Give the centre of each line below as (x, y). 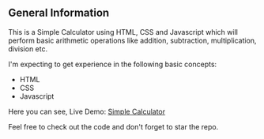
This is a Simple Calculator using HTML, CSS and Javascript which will (123, 32)
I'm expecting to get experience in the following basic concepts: (113, 64)
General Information (59, 13)
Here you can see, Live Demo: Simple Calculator (87, 111)
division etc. (28, 49)
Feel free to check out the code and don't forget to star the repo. (113, 126)
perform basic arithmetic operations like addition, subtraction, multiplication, (132, 40)
